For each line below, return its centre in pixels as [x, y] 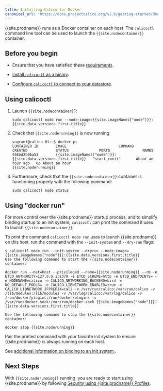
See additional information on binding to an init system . [61, 351]
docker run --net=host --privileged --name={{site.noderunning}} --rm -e [81, 272]
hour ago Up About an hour [41, 163]
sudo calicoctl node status [40, 191]
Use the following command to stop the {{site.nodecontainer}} [70, 314]
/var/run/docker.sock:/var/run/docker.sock [50, 302]
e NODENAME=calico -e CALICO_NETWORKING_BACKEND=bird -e [64, 280]
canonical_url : [20, 14]
